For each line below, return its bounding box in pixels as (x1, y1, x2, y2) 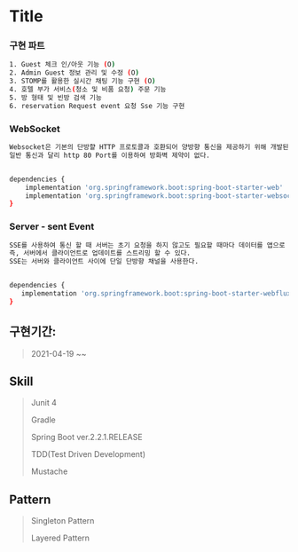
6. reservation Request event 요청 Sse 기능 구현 (9, 101, 185, 110)
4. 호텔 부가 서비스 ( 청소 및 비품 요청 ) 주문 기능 (9, 85, 167, 94)
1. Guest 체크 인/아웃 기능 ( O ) (9, 60, 116, 69)
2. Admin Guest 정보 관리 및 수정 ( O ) (9, 68, 140, 77)
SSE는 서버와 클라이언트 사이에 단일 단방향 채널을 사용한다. (9, 257, 200, 266)
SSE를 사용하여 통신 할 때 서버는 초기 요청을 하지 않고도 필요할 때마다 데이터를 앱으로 (9, 241, 286, 249)
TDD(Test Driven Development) (30, 449, 146, 460)
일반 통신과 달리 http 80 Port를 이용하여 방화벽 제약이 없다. (9, 151, 210, 160)
